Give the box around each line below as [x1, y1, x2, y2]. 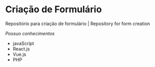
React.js [12, 46, 30, 52]
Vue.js [12, 51, 27, 57]
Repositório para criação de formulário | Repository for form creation [5, 20, 150, 27]
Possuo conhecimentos [5, 30, 55, 36]
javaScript [12, 40, 34, 47]
